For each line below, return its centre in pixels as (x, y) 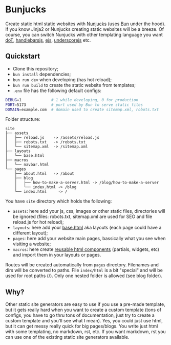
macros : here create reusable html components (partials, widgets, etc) (86, 249)
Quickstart (23, 56)
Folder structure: (23, 119)
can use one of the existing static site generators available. (67, 337)
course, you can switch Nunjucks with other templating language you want (84, 34)
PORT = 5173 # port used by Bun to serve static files (74, 105)
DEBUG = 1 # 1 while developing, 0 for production (72, 100)
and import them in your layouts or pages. (57, 255)
